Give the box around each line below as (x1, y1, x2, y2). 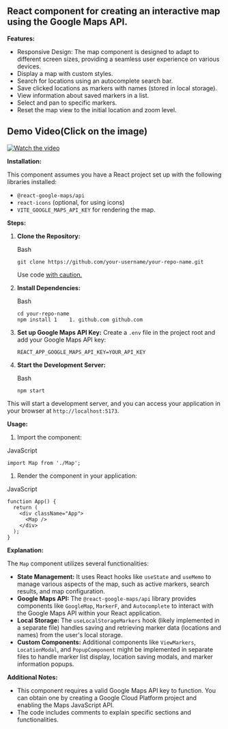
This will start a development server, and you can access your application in (7, 399, 220, 407)
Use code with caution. (16, 270, 83, 279)
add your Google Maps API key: (16, 335, 106, 344)
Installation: (7, 157, 42, 165)
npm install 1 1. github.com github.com (16, 316, 143, 323)
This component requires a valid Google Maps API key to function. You (16, 686, 216, 694)
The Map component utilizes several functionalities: (7, 559, 149, 567)
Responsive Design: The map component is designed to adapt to (16, 47, 199, 55)
